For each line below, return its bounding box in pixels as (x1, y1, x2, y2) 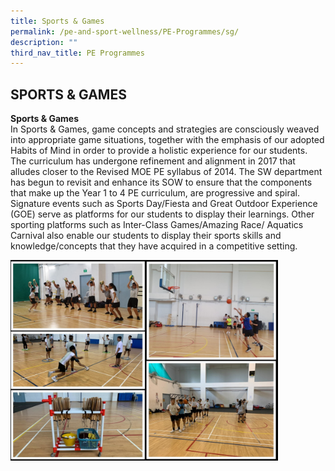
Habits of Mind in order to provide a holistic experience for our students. (10, 145, 308, 157)
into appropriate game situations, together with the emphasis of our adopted (10, 134, 325, 146)
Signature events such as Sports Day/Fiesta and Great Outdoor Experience (10, 198, 318, 210)
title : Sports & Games (10, 16, 105, 26)
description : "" (10, 37, 78, 47)
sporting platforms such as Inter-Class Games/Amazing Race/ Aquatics (10, 219, 304, 231)
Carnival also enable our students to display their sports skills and (10, 230, 282, 242)
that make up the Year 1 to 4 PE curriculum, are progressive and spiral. (10, 187, 301, 199)
